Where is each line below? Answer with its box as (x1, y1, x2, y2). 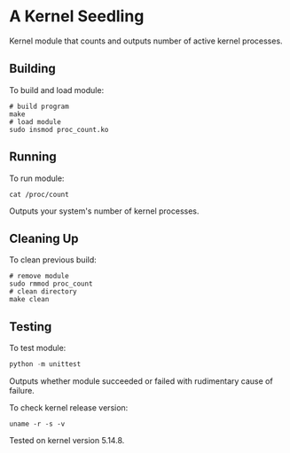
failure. (9, 386, 35, 396)
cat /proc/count (9, 190, 69, 199)
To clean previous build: (9, 254, 98, 265)
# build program (9, 102, 69, 111)
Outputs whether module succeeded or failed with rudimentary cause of (9, 376, 273, 387)
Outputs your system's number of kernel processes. (9, 206, 200, 216)
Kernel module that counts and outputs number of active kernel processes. (9, 35, 283, 46)
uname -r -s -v (9, 419, 66, 429)
